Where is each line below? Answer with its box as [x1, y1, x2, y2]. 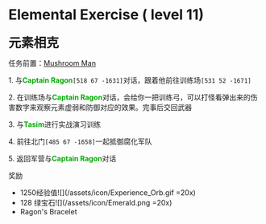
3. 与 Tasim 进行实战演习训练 [8, 119, 102, 129]
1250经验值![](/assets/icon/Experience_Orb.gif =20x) [19, 187, 196, 198]
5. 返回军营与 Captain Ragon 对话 [8, 153, 117, 163]
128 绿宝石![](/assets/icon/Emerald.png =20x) [19, 198, 172, 207]
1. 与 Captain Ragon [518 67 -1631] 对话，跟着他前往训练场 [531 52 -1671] [8, 75, 251, 85]
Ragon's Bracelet [19, 206, 77, 216]
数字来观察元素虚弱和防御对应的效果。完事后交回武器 [15, 102, 192, 112]
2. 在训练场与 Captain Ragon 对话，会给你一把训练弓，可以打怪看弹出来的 [8, 92, 251, 102]
